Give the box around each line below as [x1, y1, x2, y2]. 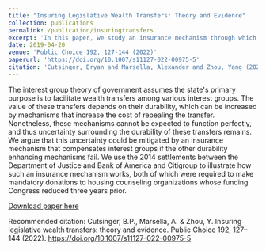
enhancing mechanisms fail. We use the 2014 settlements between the [8, 152, 239, 162]
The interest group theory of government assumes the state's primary [8, 85, 236, 94]
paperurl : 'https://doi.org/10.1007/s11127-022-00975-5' [8, 56, 200, 64]
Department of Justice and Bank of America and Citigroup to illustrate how [8, 160, 252, 170]
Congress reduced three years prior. [8, 185, 127, 195]
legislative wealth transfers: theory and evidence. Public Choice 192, [8, 225, 232, 234]
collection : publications [8, 19, 93, 27]
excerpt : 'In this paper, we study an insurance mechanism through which [8, 33, 257, 42]
